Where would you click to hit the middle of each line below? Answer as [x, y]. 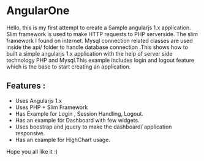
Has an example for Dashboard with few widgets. [77, 120]
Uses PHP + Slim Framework [51, 107]
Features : [26, 86]
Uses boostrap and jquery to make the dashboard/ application [93, 127]
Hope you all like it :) [32, 151]
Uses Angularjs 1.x [39, 100]
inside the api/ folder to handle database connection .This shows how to [97, 47]
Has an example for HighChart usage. [62, 140]
